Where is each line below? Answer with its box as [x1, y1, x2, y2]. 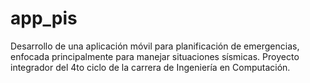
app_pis [10, 7, 78, 30]
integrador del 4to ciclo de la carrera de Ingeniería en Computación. [10, 61, 291, 73]
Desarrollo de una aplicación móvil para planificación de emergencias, [10, 40, 300, 52]
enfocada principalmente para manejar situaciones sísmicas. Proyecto [10, 50, 300, 62]
